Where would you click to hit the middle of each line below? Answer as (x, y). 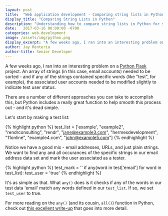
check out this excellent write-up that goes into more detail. (66, 208)
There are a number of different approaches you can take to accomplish (79, 97)
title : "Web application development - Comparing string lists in (77, 14)
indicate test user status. (30, 87)
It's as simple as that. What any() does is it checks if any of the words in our (83, 182)
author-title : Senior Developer (39, 51)
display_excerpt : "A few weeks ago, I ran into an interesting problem (81, 42)
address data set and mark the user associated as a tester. (65, 157)
